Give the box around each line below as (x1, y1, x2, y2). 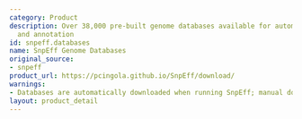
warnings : (9, 80, 47, 89)
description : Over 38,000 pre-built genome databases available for (9, 21, 271, 30)
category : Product (9, 13, 78, 22)
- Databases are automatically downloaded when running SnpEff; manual (9, 88, 283, 97)
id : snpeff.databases (9, 38, 91, 47)
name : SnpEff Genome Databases (9, 47, 127, 55)
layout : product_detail (9, 96, 99, 106)
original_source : (9, 55, 75, 64)
